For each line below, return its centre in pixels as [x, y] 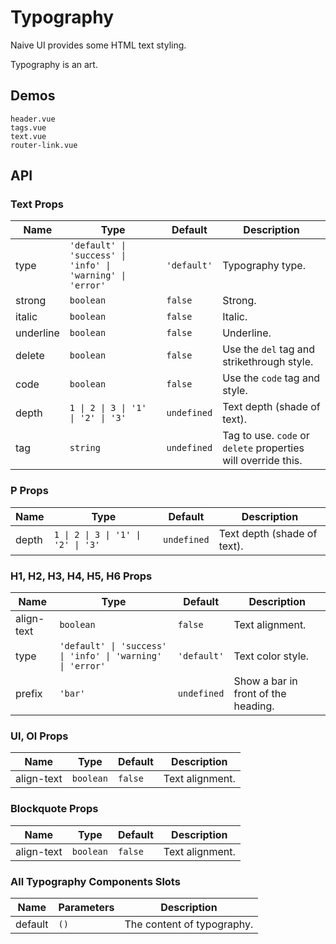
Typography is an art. [54, 64]
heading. [254, 706]
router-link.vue [44, 145]
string [85, 448]
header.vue [33, 119]
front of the [260, 694]
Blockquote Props [54, 809]
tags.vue [28, 127]
